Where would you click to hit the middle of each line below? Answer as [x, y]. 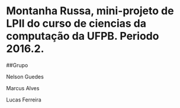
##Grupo [17, 65]
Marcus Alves [23, 88]
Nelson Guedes [25, 77]
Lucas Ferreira [24, 100]
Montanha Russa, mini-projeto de [90, 11]
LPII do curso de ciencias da [76, 23]
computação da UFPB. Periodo [83, 36]
